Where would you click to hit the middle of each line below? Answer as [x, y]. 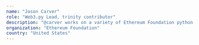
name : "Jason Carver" [33, 11]
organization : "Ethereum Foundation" [53, 28]
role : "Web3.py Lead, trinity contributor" [61, 17]
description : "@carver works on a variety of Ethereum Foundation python [100, 22]
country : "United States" [38, 33]
